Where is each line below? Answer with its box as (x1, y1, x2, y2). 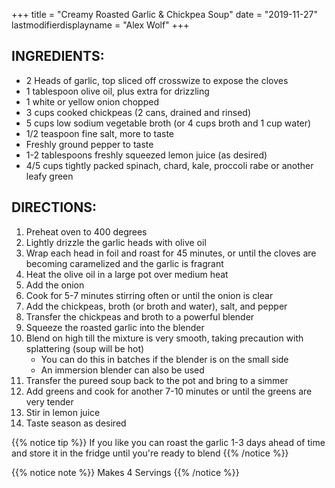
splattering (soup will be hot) (25, 342, 145, 354)
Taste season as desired (25, 417, 127, 429)
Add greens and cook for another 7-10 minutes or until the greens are (25, 385, 313, 397)
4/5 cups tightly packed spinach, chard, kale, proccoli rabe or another (25, 159, 314, 171)
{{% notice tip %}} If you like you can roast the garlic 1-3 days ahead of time (11, 436, 326, 448)
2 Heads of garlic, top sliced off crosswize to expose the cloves (25, 74, 289, 86)
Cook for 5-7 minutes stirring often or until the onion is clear (25, 289, 274, 301)
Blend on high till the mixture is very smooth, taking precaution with (25, 332, 304, 344)
